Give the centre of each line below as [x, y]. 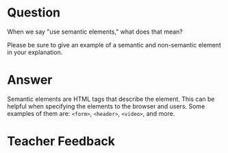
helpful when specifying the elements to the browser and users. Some [106, 106]
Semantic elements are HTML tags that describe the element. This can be [111, 99]
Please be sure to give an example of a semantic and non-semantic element [114, 45]
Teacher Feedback [61, 141]
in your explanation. [35, 52]
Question [34, 13]
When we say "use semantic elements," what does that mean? [95, 32]
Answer [30, 80]
